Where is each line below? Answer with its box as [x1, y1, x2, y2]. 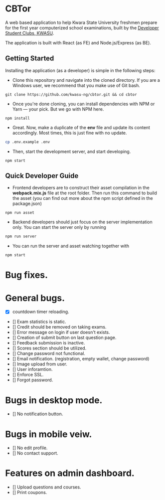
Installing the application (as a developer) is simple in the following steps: [5, 67, 156, 73]
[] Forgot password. [12, 377, 53, 383]
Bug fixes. [5, 270, 48, 281]
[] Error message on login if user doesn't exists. [12, 330, 111, 335]
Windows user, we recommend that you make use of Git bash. [12, 82, 141, 88]
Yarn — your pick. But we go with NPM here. [12, 106, 104, 112]
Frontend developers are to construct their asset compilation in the [12, 185, 150, 191]
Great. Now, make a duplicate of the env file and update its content [12, 124, 151, 130]
